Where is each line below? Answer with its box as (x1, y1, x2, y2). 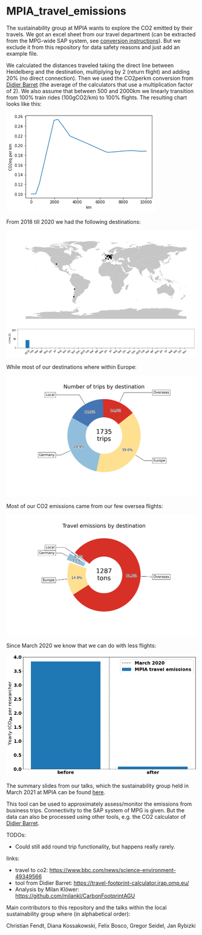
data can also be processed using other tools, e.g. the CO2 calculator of (6, 813, 186, 820)
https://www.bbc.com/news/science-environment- (49, 866, 177, 873)
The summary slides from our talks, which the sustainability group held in (6, 782, 189, 789)
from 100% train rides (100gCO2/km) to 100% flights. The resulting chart (6, 94, 187, 101)
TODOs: (6, 831, 26, 838)
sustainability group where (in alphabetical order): (6, 910, 131, 917)
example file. (6, 50, 38, 57)
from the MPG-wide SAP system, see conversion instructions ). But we (6, 37, 181, 44)
